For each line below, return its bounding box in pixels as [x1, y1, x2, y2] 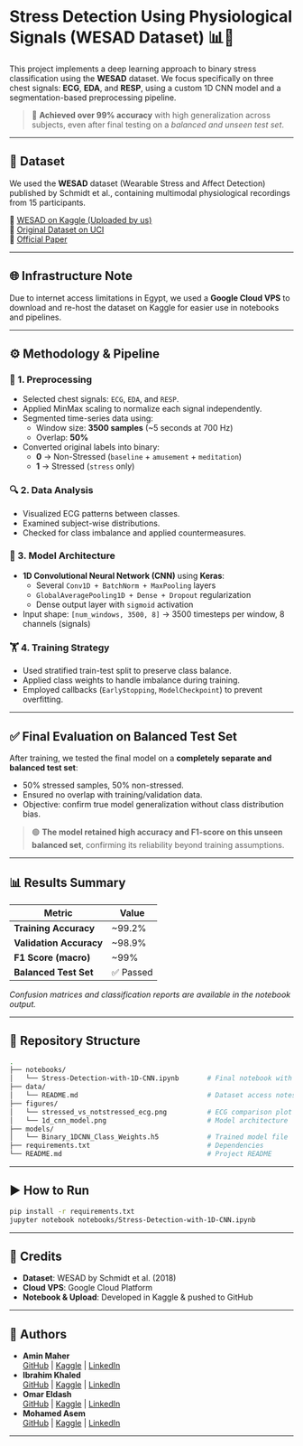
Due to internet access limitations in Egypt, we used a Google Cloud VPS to [9, 292, 290, 303]
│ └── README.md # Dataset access [9, 1091, 272, 1100]
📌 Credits [9, 1249, 63, 1264]
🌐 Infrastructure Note [9, 268, 133, 284]
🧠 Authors [9, 1326, 68, 1342]
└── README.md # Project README [9, 1150, 272, 1159]
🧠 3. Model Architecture [9, 549, 115, 562]
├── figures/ [9, 1099, 59, 1108]
